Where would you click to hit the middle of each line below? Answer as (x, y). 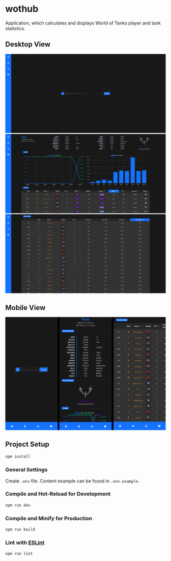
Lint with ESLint (25, 542)
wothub (22, 9)
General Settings (26, 470)
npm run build (20, 530)
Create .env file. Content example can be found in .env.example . (73, 481)
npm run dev (18, 505)
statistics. (15, 28)
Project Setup (27, 444)
